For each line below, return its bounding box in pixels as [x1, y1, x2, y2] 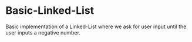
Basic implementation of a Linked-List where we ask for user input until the [5, 23, 187, 30]
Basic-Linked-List [5, 4, 95, 17]
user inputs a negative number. [5, 29, 80, 36]
